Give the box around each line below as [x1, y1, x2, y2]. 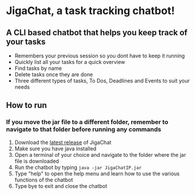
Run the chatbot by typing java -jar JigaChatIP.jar [14, 163, 142, 171]
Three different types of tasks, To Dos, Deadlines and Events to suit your [14, 78, 190, 84]
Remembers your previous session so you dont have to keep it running [14, 52, 185, 59]
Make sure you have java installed [14, 145, 97, 152]
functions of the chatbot [14, 176, 73, 183]
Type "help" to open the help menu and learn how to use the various [14, 170, 180, 177]
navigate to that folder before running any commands [6, 125, 162, 133]
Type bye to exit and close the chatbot [14, 182, 107, 189]
